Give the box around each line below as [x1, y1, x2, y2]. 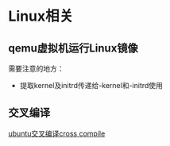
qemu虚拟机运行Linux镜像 [8, 41, 138, 55]
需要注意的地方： [8, 64, 64, 73]
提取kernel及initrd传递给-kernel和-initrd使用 [19, 81, 163, 90]
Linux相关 [8, 7, 74, 25]
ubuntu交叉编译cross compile [8, 129, 106, 138]
